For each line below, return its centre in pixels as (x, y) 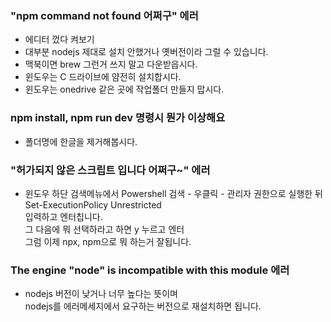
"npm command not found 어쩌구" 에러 (104, 15)
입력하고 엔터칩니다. (63, 216)
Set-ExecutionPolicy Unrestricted (93, 204)
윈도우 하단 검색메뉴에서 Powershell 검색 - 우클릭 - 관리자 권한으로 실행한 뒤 (174, 193)
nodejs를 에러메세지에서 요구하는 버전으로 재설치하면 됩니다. (143, 306)
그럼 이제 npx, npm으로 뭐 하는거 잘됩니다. (108, 241)
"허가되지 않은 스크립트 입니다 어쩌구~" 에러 (110, 170)
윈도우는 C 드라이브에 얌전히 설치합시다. (103, 77)
